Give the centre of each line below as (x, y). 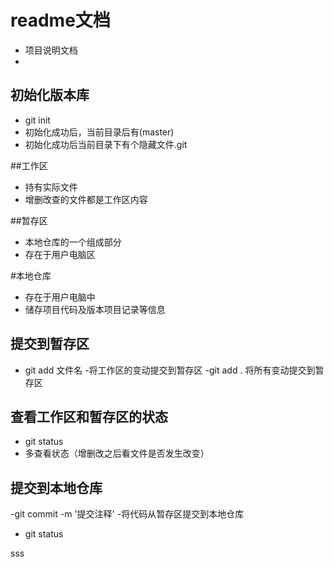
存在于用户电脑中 (60, 297)
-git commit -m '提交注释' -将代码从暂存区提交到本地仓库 (127, 514)
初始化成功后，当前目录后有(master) (99, 132)
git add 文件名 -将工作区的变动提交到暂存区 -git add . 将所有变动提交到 (170, 370)
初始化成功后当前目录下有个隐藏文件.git (106, 144)
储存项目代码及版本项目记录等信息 (95, 309)
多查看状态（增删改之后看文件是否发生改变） (117, 453)
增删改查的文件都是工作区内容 (86, 199)
